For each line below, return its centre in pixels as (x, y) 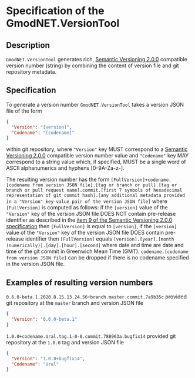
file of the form (24, 111)
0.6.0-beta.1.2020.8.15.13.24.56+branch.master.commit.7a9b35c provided (96, 297)
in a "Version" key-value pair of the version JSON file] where (87, 201)
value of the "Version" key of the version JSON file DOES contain (85, 233)
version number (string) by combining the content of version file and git (93, 65)
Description (28, 45)
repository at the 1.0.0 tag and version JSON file (65, 342)
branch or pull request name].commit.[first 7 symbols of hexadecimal (94, 190)
